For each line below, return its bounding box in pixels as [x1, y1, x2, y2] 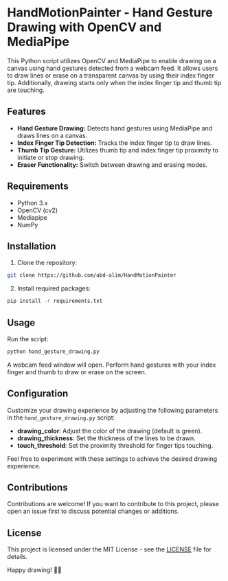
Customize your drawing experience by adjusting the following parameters [7, 406, 218, 414]
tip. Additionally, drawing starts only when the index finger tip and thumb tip [7, 78, 222, 87]
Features [7, 106, 46, 117]
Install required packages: [16, 284, 91, 293]
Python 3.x [16, 198, 48, 207]
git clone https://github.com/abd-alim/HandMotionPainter [7, 272, 176, 279]
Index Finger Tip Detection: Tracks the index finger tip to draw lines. [16, 139, 212, 147]
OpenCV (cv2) [16, 206, 58, 214]
